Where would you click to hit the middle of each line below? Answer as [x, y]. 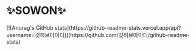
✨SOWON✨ [36, 11]
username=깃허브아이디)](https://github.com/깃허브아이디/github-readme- [98, 35]
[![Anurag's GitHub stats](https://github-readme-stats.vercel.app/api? [94, 27]
